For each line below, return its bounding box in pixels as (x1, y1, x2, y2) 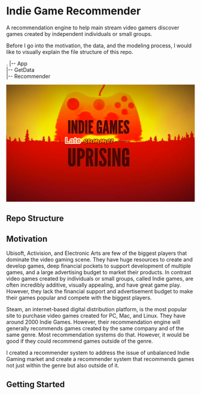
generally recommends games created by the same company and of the (6, 325, 184, 332)
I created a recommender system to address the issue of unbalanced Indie (6, 349, 190, 357)
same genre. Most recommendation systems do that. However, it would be (6, 331, 190, 339)
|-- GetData (6, 66, 35, 73)
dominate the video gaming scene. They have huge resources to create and (6, 256, 193, 263)
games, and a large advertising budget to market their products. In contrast (6, 269, 191, 276)
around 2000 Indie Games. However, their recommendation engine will (6, 318, 181, 326)
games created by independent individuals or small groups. (6, 30, 153, 37)
